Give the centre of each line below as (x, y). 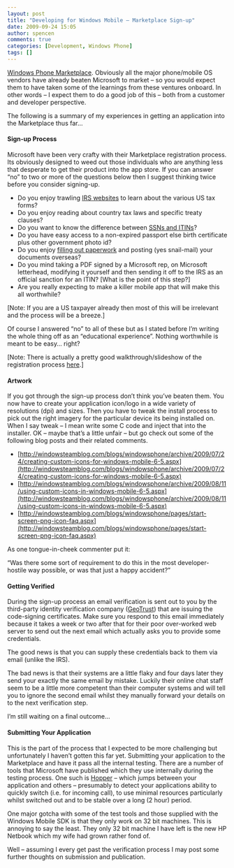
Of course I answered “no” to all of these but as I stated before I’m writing (113, 329)
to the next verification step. (48, 703)
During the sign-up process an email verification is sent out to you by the (112, 602)
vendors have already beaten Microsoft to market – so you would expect (111, 80)
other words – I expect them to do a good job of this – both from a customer (116, 94)
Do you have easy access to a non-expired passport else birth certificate (122, 235)
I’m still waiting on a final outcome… (59, 716)
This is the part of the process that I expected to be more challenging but (112, 748)
